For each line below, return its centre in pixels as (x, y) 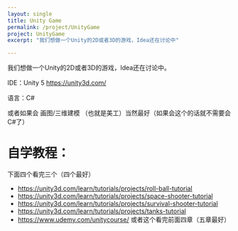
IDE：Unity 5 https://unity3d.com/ (57, 83)
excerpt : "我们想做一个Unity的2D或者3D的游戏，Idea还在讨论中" (93, 41)
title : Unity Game (34, 21)
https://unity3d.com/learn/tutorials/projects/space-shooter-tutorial (115, 196)
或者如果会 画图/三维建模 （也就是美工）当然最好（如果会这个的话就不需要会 (119, 113)
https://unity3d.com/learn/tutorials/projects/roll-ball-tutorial (105, 188)
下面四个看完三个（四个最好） (51, 174)
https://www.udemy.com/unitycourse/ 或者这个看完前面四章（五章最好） (124, 220)
